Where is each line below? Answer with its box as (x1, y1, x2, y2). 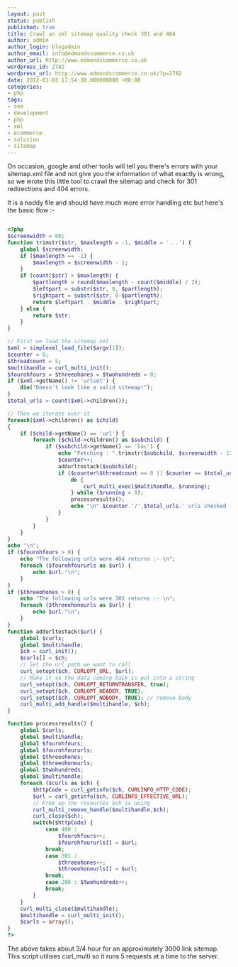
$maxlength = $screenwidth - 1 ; (33, 259, 129, 266)
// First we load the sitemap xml (7, 338, 110, 345)
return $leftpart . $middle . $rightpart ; (33, 298, 160, 306)
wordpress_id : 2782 (7, 63, 65, 70)
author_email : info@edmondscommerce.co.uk (7, 50, 135, 58)
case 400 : (45, 826, 78, 833)
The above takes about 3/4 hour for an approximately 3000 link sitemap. (7, 944, 219, 953)
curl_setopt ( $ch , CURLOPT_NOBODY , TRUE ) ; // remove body (20, 694, 192, 701)
